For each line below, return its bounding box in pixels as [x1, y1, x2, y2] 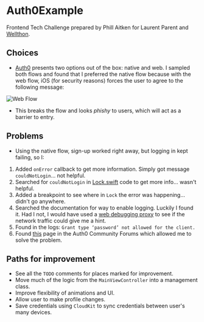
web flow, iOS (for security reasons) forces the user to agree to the [15, 77, 184, 84]
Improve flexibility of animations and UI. [15, 289, 115, 296]
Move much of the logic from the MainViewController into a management [15, 276, 198, 284]
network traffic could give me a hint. [15, 217, 107, 224]
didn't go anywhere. [15, 197, 66, 205]
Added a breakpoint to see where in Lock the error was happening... [15, 191, 186, 198]
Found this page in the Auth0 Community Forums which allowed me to [15, 230, 192, 237]
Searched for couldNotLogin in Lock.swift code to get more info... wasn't [15, 178, 197, 185]
